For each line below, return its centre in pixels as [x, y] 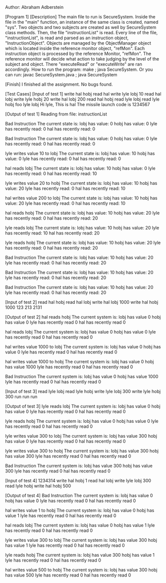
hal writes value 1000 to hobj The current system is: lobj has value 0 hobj [80, 362]
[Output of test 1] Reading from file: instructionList [56, 114]
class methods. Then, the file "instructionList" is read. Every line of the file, [82, 32]
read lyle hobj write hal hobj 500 [38, 486]
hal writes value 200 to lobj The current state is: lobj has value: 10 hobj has [81, 198]
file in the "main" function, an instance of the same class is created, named [82, 22]
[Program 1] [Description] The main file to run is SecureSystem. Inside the [80, 17]
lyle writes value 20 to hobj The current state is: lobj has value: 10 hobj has [81, 183]
